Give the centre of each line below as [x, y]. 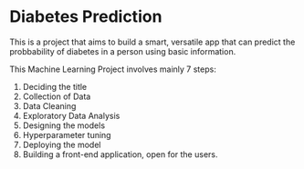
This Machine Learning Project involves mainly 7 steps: [113, 69]
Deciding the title [55, 86]
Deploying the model [62, 144]
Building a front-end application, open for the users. [120, 154]
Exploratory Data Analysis [71, 115]
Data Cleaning [49, 105]
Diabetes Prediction [86, 17]
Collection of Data [57, 96]
